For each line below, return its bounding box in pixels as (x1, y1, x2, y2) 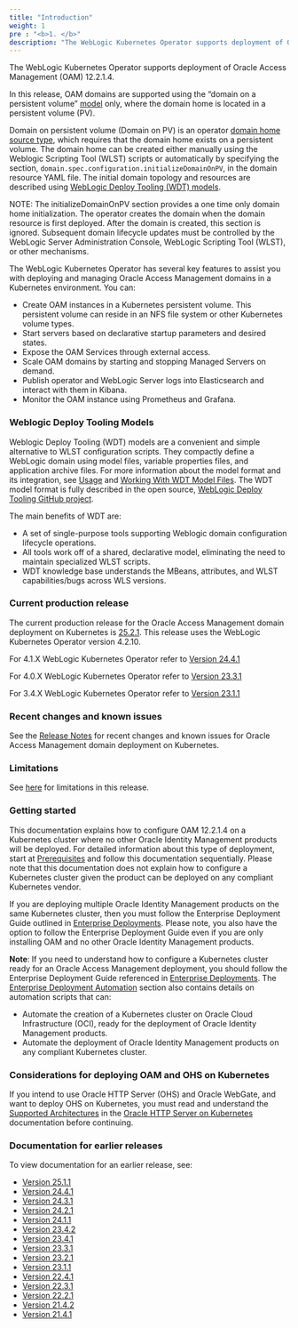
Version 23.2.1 (21, 1252, 74, 1263)
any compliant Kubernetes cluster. (21, 1046, 148, 1057)
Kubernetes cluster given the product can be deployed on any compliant (9, 872, 273, 882)
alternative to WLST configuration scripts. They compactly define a (9, 446, 255, 456)
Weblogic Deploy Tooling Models (9, 416, 154, 429)
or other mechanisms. (9, 246, 90, 257)
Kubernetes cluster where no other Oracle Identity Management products (9, 833, 278, 845)
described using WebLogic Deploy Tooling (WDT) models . (9, 181, 222, 192)
